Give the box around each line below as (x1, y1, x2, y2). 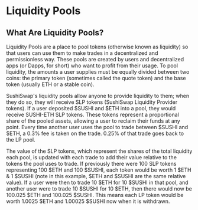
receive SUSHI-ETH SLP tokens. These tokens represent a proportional (6, 111, 179, 118)
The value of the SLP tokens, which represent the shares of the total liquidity (6, 147, 193, 155)
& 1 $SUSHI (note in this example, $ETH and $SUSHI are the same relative (6, 173, 186, 179)
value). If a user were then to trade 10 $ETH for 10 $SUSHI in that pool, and (6, 179, 189, 186)
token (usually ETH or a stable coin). (6, 81, 95, 88)
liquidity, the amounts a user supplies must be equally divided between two (6, 68, 190, 75)
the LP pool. (6, 136, 35, 143)
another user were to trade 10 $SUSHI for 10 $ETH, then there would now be (6, 185, 192, 192)
